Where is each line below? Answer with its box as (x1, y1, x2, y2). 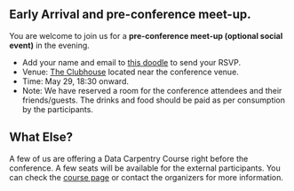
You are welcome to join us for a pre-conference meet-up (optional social (9, 30, 283, 41)
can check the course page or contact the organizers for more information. (9, 172, 284, 182)
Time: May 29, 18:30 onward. (21, 75, 129, 87)
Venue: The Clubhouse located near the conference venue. (21, 66, 240, 77)
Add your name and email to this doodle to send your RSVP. (21, 57, 242, 67)
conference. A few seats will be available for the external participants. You (9, 163, 282, 173)
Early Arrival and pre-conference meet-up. (9, 7, 251, 22)
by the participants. (21, 103, 93, 114)
